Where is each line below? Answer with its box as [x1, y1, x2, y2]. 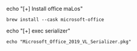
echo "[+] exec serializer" [6, 27, 71, 34]
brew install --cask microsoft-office [6, 17, 104, 23]
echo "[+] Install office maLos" [6, 5, 83, 12]
